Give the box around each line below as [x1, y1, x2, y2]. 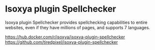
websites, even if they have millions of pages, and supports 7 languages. [5, 24, 150, 30]
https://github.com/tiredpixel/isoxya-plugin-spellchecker [5, 39, 118, 45]
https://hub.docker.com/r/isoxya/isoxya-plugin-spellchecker [5, 34, 125, 40]
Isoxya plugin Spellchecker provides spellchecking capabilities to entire [5, 19, 148, 25]
